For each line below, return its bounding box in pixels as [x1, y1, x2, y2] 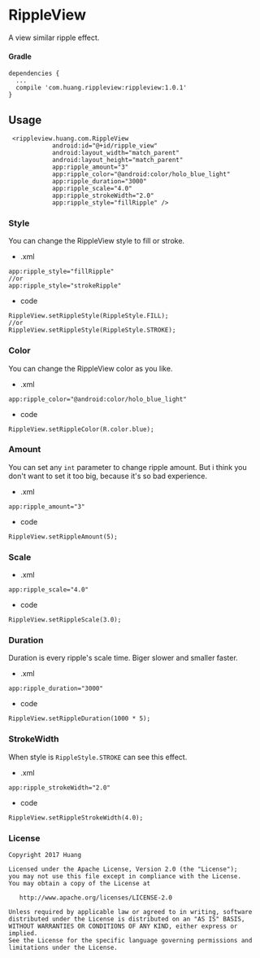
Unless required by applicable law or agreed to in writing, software [8, 908, 253, 916]
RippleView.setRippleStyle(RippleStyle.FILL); [8, 312, 169, 320]
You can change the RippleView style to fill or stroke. [8, 236, 185, 246]
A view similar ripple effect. [8, 33, 100, 42]
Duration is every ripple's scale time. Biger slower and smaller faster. [8, 653, 238, 663]
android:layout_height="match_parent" [51, 156, 184, 164]
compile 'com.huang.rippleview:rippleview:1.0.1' [15, 84, 187, 92]
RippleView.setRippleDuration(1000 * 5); [8, 714, 151, 723]
